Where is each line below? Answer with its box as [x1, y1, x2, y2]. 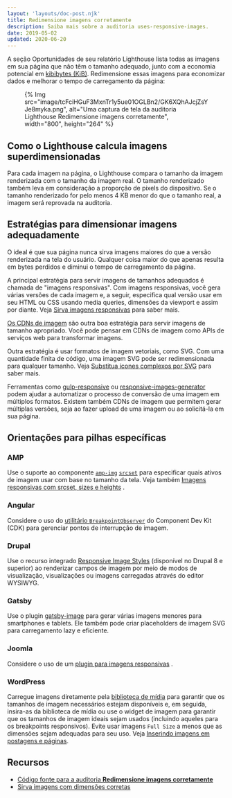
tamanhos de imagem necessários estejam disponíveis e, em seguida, [7, 700, 207, 708]
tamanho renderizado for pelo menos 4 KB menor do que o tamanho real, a [7, 191, 222, 199]
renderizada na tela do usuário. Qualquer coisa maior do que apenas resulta [7, 255, 224, 263]
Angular [7, 500, 35, 510]
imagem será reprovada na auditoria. [7, 198, 112, 206]
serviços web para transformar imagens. [7, 333, 123, 342]
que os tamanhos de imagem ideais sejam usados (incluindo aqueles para [7, 714, 218, 722]
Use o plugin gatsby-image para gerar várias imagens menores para [7, 612, 202, 620]
